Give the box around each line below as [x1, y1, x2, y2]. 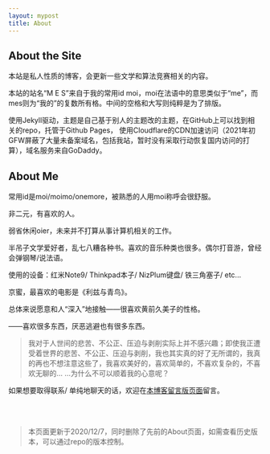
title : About [8, 19, 52, 27]
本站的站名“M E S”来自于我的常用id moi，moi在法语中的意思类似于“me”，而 [8, 88, 259, 98]
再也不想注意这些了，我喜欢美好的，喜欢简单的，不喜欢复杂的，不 [35, 358, 254, 368]
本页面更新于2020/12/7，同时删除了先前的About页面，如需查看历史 [27, 427, 252, 436]
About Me [8, 170, 59, 183]
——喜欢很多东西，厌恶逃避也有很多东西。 [8, 321, 149, 331]
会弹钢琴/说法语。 [8, 253, 68, 263]
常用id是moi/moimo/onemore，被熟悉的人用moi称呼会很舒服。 [8, 192, 215, 202]
